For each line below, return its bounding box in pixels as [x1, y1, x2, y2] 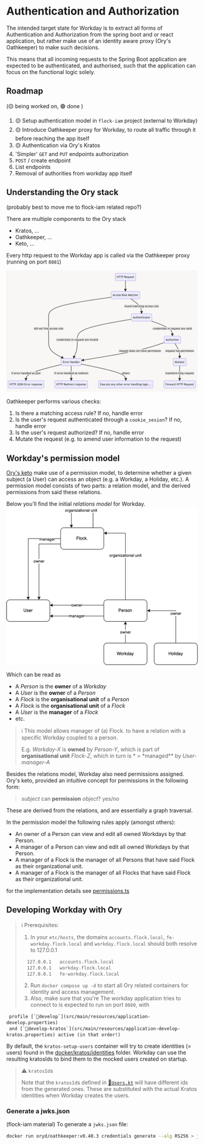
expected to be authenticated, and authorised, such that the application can [6, 62, 196, 69]
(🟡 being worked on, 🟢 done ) [6, 102, 84, 110]
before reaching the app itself [15, 135, 90, 142]
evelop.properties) [6, 1019, 59, 1025]
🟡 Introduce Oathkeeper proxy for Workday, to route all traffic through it [15, 126, 196, 133]
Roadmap [6, 86, 44, 97]
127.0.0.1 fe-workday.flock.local [27, 971, 120, 977]
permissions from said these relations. [6, 489, 102, 496]
